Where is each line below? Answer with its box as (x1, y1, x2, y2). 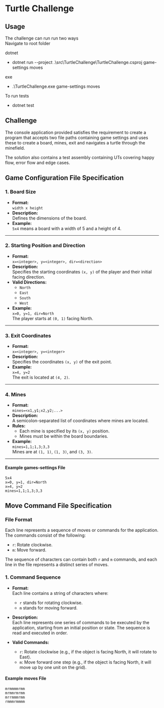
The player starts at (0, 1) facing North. (12, 315, 94, 321)
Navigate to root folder (5, 40, 51, 46)
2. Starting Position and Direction (5, 242, 85, 249)
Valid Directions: (12, 279, 47, 285)
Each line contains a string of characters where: (12, 590, 109, 596)
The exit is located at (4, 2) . (12, 374, 70, 381)
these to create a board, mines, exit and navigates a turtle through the (5, 140, 145, 145)
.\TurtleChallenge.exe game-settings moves (12, 83, 100, 89)
